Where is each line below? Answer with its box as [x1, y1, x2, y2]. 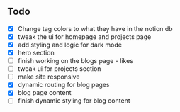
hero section [17, 49, 55, 57]
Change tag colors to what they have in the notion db [17, 24, 173, 33]
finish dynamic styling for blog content [17, 96, 130, 105]
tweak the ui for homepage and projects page [17, 32, 152, 41]
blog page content [17, 89, 72, 97]
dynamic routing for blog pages [17, 81, 110, 89]
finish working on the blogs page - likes [17, 57, 133, 65]
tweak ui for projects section [17, 65, 101, 73]
